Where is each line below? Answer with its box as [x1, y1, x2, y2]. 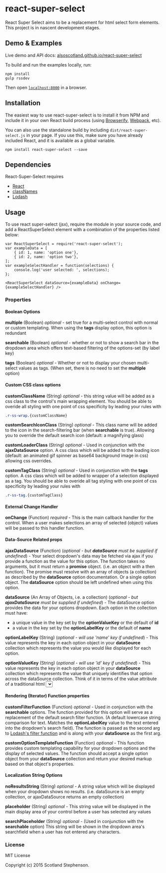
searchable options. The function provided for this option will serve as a [5, 709, 153, 715]
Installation [5, 99, 41, 107]
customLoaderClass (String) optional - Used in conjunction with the [5, 442, 145, 448]
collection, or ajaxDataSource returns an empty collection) [5, 794, 124, 800]
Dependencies [5, 160, 51, 169]
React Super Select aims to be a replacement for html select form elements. [5, 19, 160, 25]
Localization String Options [5, 772, 63, 778]
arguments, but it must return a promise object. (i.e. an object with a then [5, 563, 155, 569]
